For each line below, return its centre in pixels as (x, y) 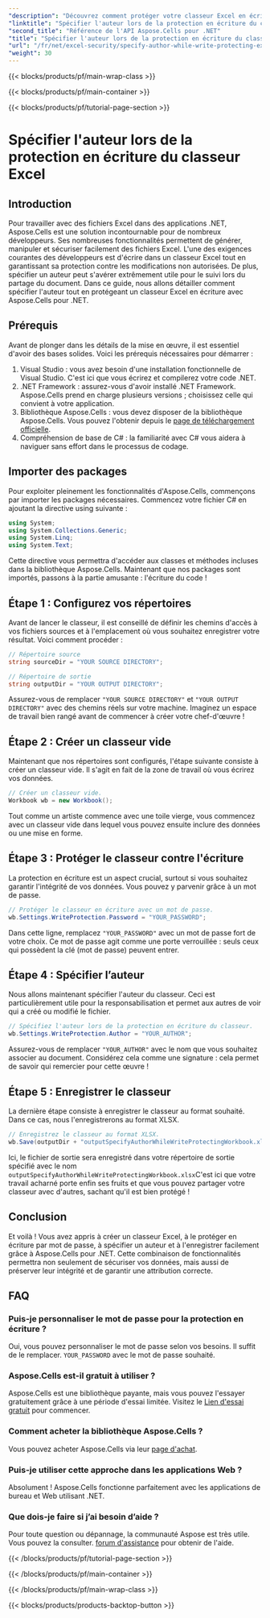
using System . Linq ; (41, 538)
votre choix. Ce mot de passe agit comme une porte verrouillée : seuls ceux (134, 941)
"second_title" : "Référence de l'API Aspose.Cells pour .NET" (115, 31)
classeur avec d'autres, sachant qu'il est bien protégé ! (99, 1191)
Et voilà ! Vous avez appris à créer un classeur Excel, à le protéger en (123, 1236)
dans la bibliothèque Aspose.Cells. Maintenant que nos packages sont (125, 570)
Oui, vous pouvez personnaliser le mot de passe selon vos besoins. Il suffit (132, 1346)
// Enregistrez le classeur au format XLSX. (84, 1134)
